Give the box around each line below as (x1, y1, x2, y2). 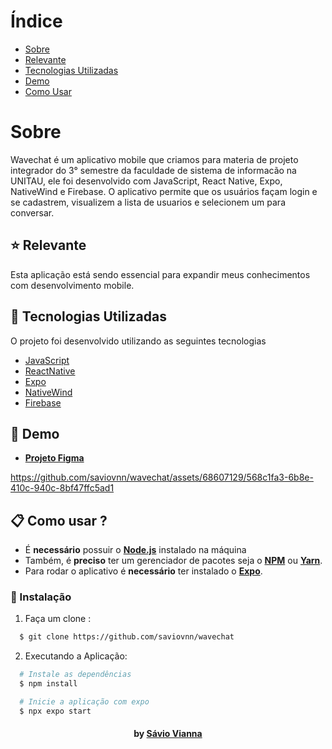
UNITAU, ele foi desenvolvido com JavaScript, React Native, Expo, (10, 175, 283, 187)
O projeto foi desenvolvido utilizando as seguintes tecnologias (10, 335, 267, 347)
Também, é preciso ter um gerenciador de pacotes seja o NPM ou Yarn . (24, 555, 323, 567)
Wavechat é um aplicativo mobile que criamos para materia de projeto (10, 153, 299, 165)
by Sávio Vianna (133, 728, 203, 740)
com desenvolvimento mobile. (10, 279, 135, 291)
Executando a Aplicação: (24, 650, 128, 662)
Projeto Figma (24, 452, 85, 464)
